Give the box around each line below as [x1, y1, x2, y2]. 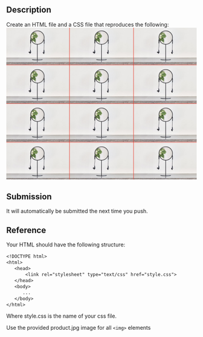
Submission [6, 191, 53, 202]
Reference [6, 225, 47, 235]
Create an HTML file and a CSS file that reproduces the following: [6, 21, 169, 28]
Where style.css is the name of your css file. [6, 312, 117, 319]
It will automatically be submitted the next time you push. [6, 208, 148, 215]
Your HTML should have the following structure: [6, 241, 126, 248]
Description [6, 5, 51, 15]
